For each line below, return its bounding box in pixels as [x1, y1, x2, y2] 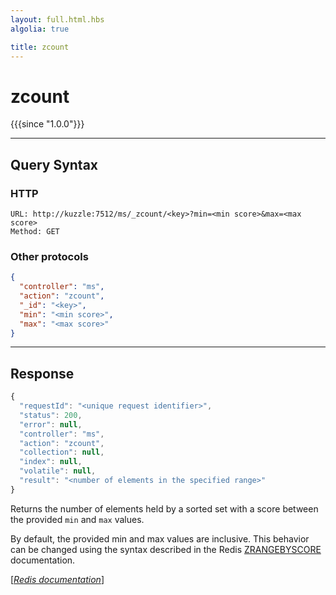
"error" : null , [19, 419, 83, 430]
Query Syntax [10, 156, 99, 173]
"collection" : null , [19, 447, 105, 458]
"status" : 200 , [19, 410, 83, 420]
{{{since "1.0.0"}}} [10, 118, 85, 130]
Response [10, 365, 75, 382]
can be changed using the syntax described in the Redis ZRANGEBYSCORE [10, 543, 322, 555]
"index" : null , [19, 457, 83, 467]
